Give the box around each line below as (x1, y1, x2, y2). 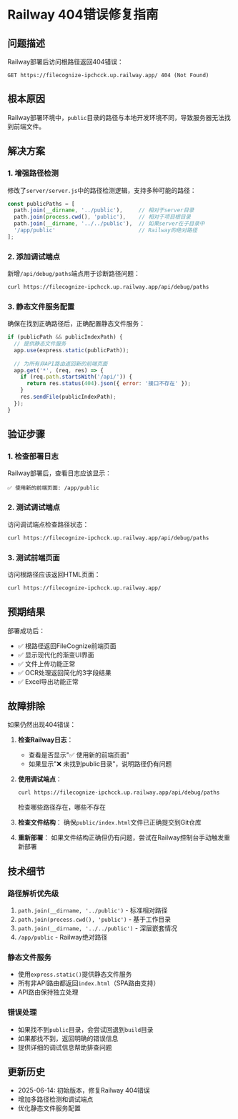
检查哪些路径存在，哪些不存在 (17, 803, 106, 812)
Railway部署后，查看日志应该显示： (7, 469, 112, 477)
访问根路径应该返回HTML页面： (7, 570, 101, 579)
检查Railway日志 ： (17, 735, 74, 744)
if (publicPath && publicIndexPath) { (7, 334, 123, 341)
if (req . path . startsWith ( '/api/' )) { (20, 373, 133, 381)
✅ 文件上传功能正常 (17, 659, 76, 668)
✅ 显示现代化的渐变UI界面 (17, 650, 94, 659)
